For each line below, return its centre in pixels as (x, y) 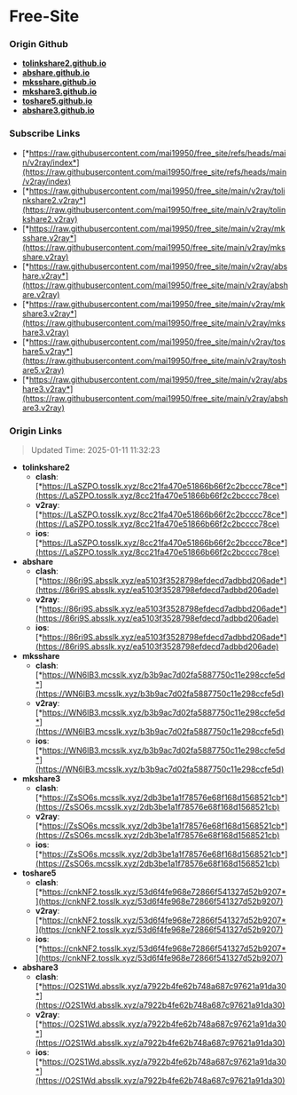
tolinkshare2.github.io (64, 63)
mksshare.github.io (59, 83)
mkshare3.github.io (59, 91)
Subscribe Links (45, 133)
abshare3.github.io (58, 111)
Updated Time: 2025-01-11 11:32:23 (95, 450)
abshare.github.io (56, 73)
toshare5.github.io (57, 101)
